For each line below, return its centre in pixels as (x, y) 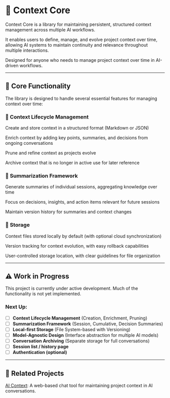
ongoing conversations (29, 143)
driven (12, 65)
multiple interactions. (27, 50)
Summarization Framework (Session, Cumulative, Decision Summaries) (88, 324)
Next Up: (16, 307)
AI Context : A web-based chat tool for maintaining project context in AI (79, 385)
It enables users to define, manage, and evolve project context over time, (81, 39)
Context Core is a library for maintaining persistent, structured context (78, 24)
